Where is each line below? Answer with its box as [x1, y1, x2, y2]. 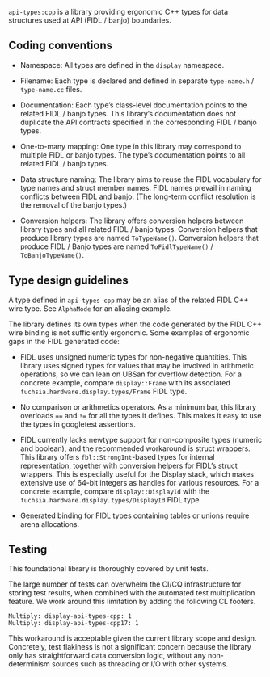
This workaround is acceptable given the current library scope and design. [8, 633, 257, 643]
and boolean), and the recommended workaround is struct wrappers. [19, 444, 251, 453]
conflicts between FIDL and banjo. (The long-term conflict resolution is [19, 191, 256, 201]
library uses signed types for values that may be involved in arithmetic [19, 360, 255, 370]
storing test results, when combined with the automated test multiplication [8, 588, 255, 598]
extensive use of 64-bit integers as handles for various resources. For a [19, 477, 259, 487]
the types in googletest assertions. [19, 419, 136, 429]
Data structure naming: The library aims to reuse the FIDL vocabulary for [19, 174, 262, 184]
